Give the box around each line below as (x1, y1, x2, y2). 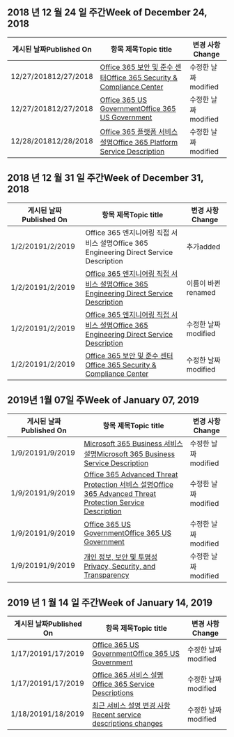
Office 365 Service (92, 680, 155, 689)
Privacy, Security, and (84, 562, 156, 571)
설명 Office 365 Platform (100, 137, 178, 147)
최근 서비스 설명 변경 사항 (92, 701, 171, 710)
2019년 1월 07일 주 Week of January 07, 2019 (7, 394, 200, 407)
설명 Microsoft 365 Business (84, 449, 175, 459)
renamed (186, 287, 216, 297)
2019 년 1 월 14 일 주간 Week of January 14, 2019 (7, 597, 213, 608)
